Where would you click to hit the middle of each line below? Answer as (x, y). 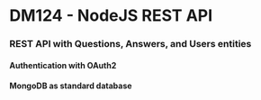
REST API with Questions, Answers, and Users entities (130, 44)
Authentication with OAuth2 (63, 65)
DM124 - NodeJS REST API (111, 16)
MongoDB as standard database (71, 86)
